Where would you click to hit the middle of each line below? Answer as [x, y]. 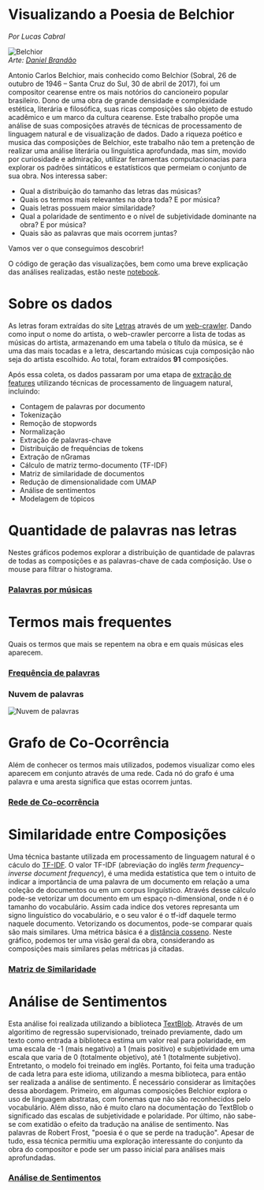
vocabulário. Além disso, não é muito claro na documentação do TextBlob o [131, 1107]
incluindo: [24, 391]
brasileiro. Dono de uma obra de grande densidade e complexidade [117, 100]
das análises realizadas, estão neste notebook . [84, 272]
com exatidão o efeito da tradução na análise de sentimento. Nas [123, 1124]
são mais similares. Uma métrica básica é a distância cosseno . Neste [120, 931]
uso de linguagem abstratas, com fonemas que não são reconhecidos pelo [129, 1099]
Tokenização [40, 415]
